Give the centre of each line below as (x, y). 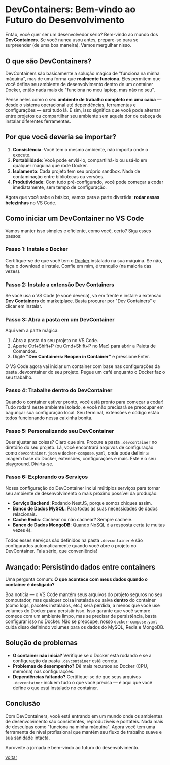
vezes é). (22, 530)
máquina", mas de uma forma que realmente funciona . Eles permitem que (83, 79)
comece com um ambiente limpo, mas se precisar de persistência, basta (81, 616)
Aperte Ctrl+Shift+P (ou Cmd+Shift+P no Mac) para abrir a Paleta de (84, 346)
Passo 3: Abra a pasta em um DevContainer (60, 319)
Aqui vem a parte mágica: (32, 331)
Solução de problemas (41, 643)
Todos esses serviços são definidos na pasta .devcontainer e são (74, 540)
